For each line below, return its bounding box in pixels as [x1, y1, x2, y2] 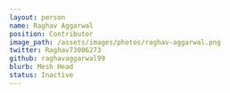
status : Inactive [9, 71, 74, 80]
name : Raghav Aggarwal [9, 21, 94, 30]
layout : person [9, 12, 66, 22]
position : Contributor [9, 29, 94, 38]
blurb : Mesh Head [9, 63, 74, 72]
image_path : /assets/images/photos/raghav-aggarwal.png [9, 37, 221, 47]
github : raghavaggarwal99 [9, 54, 105, 63]
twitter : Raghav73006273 [9, 46, 102, 55]
